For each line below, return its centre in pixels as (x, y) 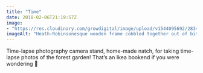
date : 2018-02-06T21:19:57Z (42, 17)
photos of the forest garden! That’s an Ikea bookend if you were (100, 57)
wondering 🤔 (22, 64)
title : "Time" (24, 12)
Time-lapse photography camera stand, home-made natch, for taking (93, 51)
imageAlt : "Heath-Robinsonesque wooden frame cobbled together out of (97, 34)
